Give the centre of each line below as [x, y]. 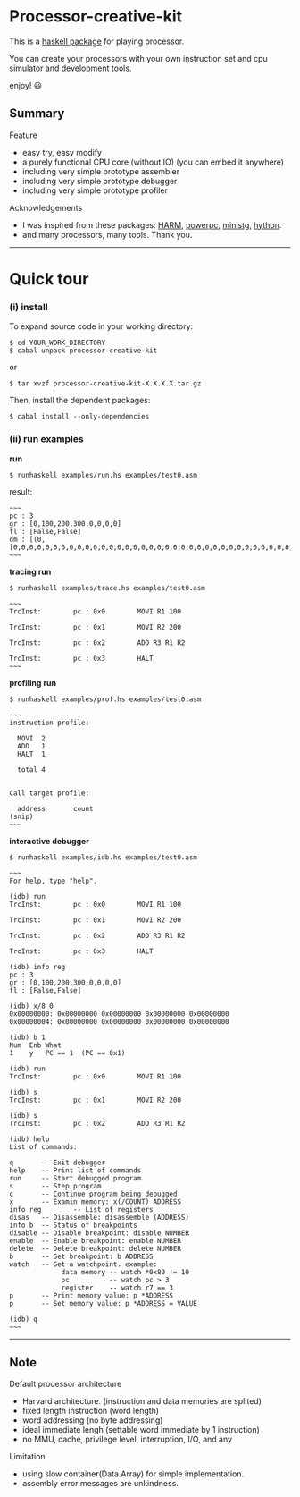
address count [55, 808]
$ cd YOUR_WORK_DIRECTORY [57, 343]
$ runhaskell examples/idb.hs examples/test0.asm [104, 857]
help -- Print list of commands [75, 1170]
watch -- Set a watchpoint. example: [83, 1264]
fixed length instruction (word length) [90, 1411]
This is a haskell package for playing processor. [97, 41]
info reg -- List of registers [81, 1209]
